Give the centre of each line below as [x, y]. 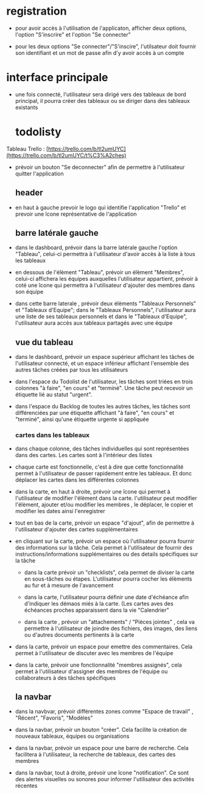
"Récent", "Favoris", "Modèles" [54, 718]
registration [37, 11]
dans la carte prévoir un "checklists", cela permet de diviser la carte [109, 572]
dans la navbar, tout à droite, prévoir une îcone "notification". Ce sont [102, 773]
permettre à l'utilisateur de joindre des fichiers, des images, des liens [111, 628]
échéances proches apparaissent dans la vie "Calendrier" [97, 610]
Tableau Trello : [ [27, 149]
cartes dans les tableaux [52, 435]
